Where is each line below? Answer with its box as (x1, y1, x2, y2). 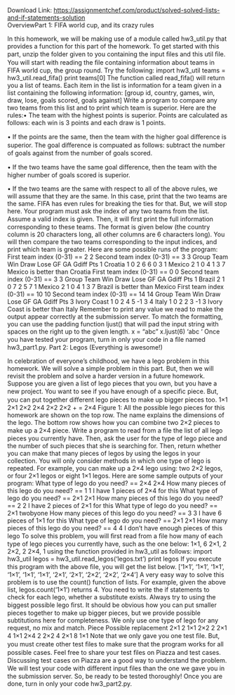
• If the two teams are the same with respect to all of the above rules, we (7, 184, 218, 193)
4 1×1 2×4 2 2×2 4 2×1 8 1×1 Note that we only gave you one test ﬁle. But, (7, 632, 220, 639)
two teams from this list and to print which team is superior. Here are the (7, 103, 216, 112)
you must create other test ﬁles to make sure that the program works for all (7, 640, 224, 648)
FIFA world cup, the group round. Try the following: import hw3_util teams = (7, 66, 226, 75)
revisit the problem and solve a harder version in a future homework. (7, 372, 206, 380)
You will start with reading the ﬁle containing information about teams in (7, 58, 215, 66)
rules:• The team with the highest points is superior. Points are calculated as (7, 111, 228, 119)
